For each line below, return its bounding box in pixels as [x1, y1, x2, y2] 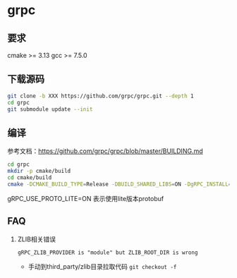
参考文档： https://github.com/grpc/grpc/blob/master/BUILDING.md [7, 147, 203, 155]
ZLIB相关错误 [17, 235, 56, 243]
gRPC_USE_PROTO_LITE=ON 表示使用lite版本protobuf [7, 194, 164, 203]
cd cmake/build [7, 174, 52, 181]
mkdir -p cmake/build [7, 168, 71, 175]
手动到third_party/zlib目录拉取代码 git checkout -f [28, 262, 177, 270]
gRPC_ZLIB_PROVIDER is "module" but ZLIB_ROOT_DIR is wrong [17, 249, 198, 256]
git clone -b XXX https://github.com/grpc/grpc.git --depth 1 [7, 92, 194, 99]
